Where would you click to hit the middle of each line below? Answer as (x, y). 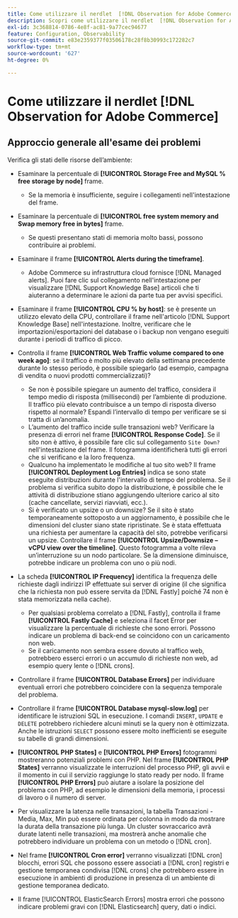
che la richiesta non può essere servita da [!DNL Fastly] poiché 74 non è (123, 591)
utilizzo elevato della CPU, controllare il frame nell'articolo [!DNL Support (124, 316)
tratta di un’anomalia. (59, 419)
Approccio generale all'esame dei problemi (104, 143)
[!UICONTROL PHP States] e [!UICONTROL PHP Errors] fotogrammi (117, 752)
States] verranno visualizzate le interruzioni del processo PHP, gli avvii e (124, 767)
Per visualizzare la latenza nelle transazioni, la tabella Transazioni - (115, 811)
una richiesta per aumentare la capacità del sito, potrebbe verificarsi (128, 532)
